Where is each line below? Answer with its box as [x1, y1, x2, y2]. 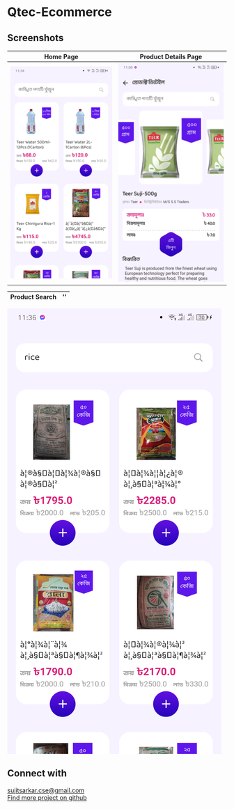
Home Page [44, 52, 79, 61]
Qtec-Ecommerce [7, 4, 113, 20]
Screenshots [7, 32, 64, 44]
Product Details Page [139, 52, 203, 61]
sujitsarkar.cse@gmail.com [7, 786, 85, 794]
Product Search [10, 293, 57, 301]
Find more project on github [7, 793, 87, 801]
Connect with [7, 767, 68, 780]
